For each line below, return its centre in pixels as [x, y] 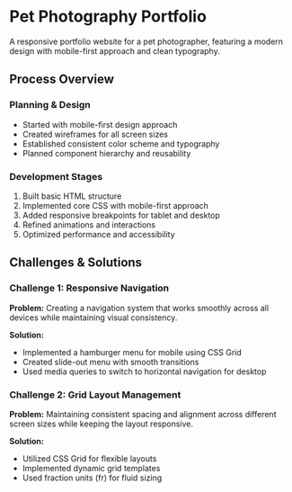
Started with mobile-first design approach [100, 124]
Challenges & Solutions [75, 263]
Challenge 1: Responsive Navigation [89, 288]
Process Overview [62, 80]
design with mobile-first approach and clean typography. [115, 50]
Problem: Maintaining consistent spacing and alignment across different [143, 414]
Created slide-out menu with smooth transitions [111, 362]
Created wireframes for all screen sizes [95, 134]
